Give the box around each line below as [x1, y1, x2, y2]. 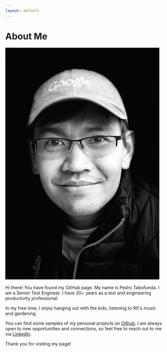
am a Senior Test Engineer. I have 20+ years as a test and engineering [5, 290, 151, 296]
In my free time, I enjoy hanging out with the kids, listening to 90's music [5, 305, 156, 311]
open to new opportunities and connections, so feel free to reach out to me [5, 325, 162, 331]
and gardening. [5, 310, 37, 316]
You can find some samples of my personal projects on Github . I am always [5, 320, 162, 326]
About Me [5, 30, 48, 42]
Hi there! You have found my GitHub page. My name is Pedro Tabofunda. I [5, 284, 160, 290]
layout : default [5, 8, 39, 13]
